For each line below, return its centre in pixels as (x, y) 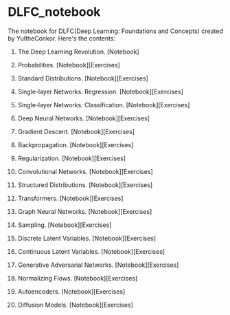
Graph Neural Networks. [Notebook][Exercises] (85, 211)
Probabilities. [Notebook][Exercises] (69, 65)
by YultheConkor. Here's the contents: (62, 38)
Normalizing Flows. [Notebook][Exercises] (78, 278)
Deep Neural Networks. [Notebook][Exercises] (84, 118)
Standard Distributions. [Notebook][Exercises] (83, 78)
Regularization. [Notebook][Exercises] (72, 158)
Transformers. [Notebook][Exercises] (70, 198)
